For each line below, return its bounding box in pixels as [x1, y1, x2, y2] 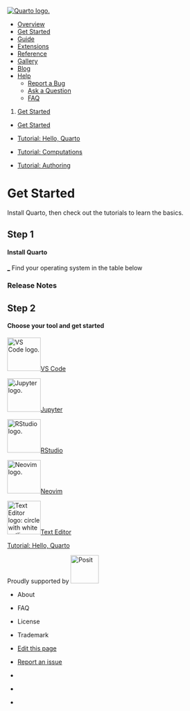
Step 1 [7, 229, 35, 240]
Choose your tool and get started [7, 322, 105, 330]
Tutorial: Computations [17, 148, 83, 156]
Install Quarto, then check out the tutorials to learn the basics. [7, 209, 184, 217]
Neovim [40, 487, 63, 496]
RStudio [40, 446, 64, 455]
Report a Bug [27, 79, 66, 87]
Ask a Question [27, 87, 71, 95]
